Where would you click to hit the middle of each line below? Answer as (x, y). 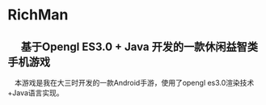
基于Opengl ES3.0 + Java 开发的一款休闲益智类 (139, 46)
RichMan (38, 15)
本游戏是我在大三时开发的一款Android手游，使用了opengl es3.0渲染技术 (134, 83)
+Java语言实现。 (36, 93)
